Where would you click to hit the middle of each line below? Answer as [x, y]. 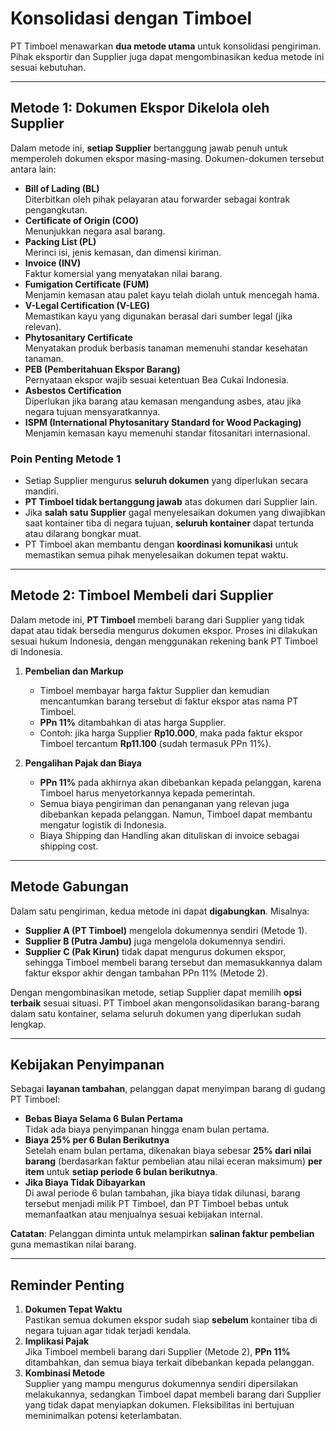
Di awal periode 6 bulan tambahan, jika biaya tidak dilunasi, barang [162, 1193]
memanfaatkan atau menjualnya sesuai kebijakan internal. [143, 1214]
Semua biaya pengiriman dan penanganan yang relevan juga [164, 803]
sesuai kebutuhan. [48, 67]
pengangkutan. [56, 209]
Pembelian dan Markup [74, 671]
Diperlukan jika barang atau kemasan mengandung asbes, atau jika [163, 401]
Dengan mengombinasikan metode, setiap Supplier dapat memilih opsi [156, 992]
